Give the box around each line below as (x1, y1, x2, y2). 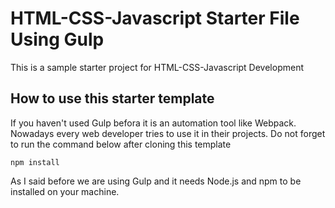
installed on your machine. (10, 185, 120, 197)
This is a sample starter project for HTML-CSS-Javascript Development (10, 61, 304, 73)
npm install (10, 157, 60, 167)
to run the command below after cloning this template (10, 138, 232, 150)
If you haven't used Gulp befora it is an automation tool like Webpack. (10, 117, 297, 129)
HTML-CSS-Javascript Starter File (10, 7, 300, 30)
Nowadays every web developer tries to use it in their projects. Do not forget (10, 127, 326, 139)
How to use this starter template (10, 90, 215, 107)
